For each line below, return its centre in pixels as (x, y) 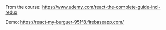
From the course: (23, 7)
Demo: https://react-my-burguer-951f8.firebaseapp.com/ (65, 22)
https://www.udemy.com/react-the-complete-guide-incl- (101, 7)
